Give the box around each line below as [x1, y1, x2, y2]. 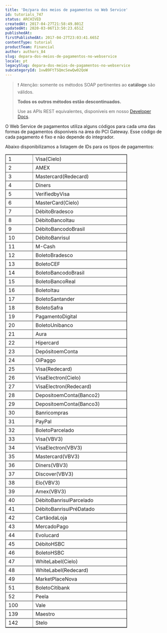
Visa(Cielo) [35, 155, 62, 162]
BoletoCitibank [35, 584, 70, 591]
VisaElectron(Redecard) [35, 383, 92, 390]
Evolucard [35, 531, 59, 538]
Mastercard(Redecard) [35, 173, 89, 180]
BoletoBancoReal [35, 278, 76, 285]
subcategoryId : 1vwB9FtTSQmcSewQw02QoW [5, 68, 88, 73]
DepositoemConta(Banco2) [35, 391, 100, 398]
